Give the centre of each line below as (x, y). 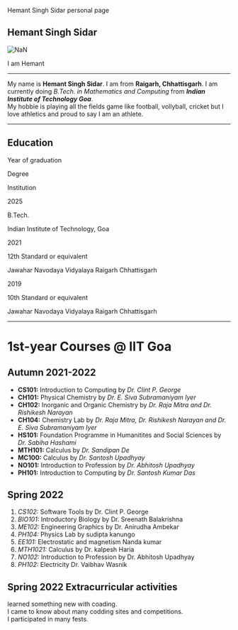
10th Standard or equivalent (48, 297)
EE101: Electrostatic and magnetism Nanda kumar (90, 542)
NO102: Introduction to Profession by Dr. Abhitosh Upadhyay (106, 557)
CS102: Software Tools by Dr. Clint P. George (83, 512)
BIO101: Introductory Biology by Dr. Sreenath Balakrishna (100, 519)
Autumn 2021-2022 (52, 373)
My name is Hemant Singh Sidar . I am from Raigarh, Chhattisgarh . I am (113, 84)
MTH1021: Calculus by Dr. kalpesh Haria (76, 550)
